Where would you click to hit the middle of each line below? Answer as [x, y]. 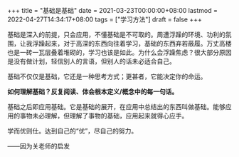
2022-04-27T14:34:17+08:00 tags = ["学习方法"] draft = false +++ [105, 19]
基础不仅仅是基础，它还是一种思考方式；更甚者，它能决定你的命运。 [107, 76]
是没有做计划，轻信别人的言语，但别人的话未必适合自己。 [91, 61]
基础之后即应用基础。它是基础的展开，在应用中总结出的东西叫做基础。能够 [116, 107]
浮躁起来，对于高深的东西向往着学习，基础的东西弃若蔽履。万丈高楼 [132, 44]
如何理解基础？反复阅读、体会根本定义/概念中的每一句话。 [93, 92]
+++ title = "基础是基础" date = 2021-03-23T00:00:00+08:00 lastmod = [113, 10]
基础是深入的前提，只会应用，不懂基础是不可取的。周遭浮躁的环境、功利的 [116, 35]
